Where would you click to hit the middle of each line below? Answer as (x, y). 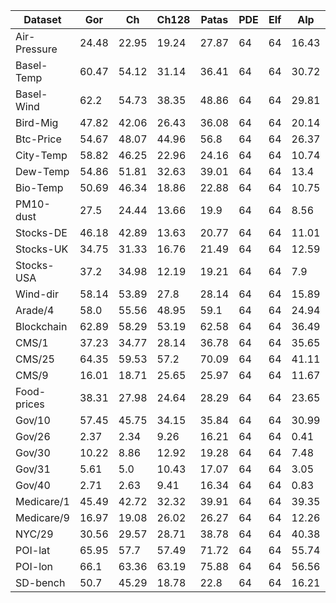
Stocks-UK (42, 249)
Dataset (42, 19)
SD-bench (40, 582)
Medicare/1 (42, 501)
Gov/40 (33, 485)
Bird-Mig (37, 122)
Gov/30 (33, 452)
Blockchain (41, 326)
